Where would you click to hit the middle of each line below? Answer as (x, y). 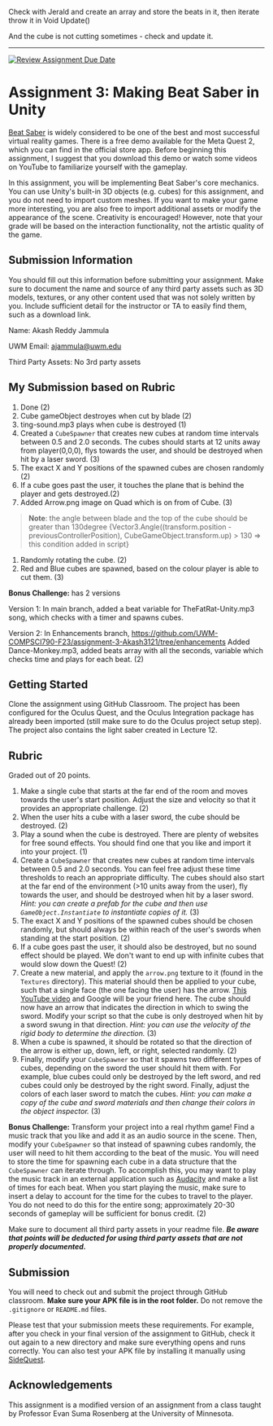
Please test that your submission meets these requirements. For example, (131, 1325)
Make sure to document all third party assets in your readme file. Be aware (134, 1230)
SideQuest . (27, 1360)
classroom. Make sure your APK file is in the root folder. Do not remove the (136, 1301)
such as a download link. (50, 314)
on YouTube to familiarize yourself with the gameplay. (98, 167)
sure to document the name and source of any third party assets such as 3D (136, 288)
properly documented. (48, 1247)
